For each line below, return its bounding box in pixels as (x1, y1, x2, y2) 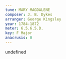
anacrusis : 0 (5, 35, 32, 40)
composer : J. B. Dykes (5, 12, 52, 17)
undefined (5, 48, 26, 55)
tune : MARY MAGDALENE (5, 7, 50, 12)
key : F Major (5, 30, 32, 35)
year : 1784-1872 (5, 21, 39, 26)
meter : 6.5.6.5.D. (5, 26, 43, 31)
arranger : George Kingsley (5, 16, 61, 21)
